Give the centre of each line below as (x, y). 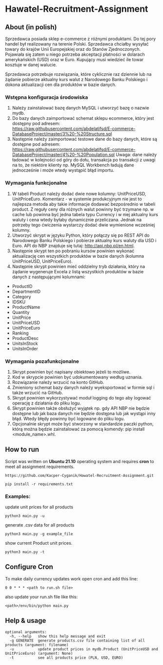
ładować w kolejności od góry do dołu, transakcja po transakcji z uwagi (84, 160)
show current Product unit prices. (39, 543)
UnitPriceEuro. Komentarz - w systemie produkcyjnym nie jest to (77, 199)
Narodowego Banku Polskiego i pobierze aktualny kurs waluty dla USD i (84, 240)
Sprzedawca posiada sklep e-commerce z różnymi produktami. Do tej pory (81, 39)
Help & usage (26, 621)
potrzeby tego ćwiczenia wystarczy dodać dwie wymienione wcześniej (83, 225)
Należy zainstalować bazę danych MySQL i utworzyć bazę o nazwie (81, 108)
